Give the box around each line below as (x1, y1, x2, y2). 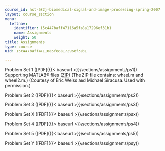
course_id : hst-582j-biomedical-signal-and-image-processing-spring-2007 (5, 7, 161, 12)
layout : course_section (5, 12, 54, 17)
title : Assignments (5, 40, 45, 45)
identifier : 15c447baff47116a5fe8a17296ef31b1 (14, 26, 112, 31)
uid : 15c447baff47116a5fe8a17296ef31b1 (5, 49, 87, 53)
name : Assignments (14, 30, 52, 35)
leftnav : (9, 21, 28, 26)
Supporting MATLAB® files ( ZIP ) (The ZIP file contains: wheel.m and (5, 72, 143, 78)
